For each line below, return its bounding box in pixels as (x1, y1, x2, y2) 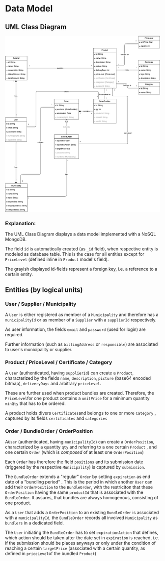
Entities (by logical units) (5, 285, 83, 294)
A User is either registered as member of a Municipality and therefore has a (5, 312, 159, 318)
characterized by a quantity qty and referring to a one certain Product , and (5, 444, 157, 450)
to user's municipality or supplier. (5, 346, 73, 352)
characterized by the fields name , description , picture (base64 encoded (5, 375, 151, 381)
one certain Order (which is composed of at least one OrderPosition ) (5, 449, 144, 455)
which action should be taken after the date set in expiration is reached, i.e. (5, 535, 159, 541)
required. (5, 331, 24, 337)
